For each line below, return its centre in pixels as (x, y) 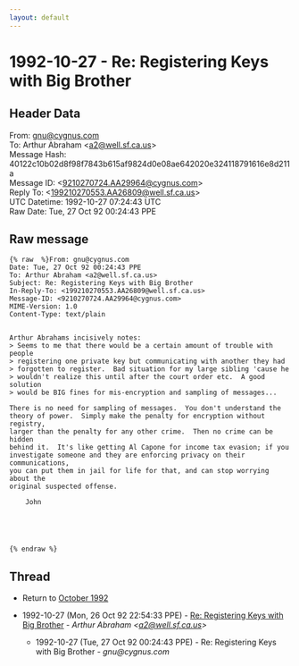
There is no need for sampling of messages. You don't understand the (145, 409)
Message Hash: (38, 154)
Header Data (45, 114)
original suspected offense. (63, 487)
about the (28, 479)
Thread (30, 576)
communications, (39, 463)
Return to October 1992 (65, 598)
